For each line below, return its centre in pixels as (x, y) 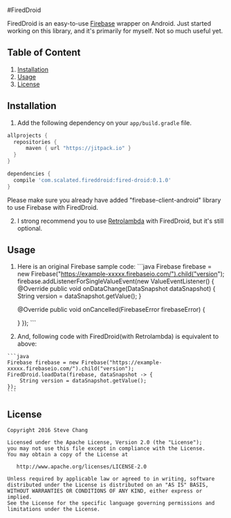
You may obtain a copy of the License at (68, 455)
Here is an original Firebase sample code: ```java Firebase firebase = (114, 267)
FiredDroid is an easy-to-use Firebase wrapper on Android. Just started (109, 23)
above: (27, 344)
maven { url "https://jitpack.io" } (78, 149)
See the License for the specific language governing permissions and (111, 503)
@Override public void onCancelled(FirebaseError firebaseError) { (111, 310)
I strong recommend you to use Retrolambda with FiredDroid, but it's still (120, 221)
